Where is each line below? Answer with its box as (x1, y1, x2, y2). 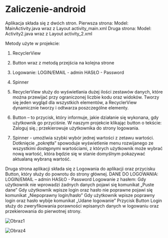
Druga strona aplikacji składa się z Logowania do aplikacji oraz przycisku (5, 165, 155, 171)
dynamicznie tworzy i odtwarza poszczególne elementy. (12, 104, 129, 110)
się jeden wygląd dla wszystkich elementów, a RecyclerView (12, 99, 137, 105)
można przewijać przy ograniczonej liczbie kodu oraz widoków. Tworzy (12, 94, 159, 100)
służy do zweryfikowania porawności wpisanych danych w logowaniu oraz (5, 202, 159, 208)
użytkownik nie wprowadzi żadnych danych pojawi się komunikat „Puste (5, 181, 154, 187)
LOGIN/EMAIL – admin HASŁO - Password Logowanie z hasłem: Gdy (5, 176, 146, 182)
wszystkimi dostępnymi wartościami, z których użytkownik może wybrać (12, 145, 163, 151)
